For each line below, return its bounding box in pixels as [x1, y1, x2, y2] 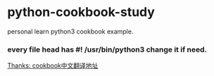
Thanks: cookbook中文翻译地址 [7, 61, 99, 70]
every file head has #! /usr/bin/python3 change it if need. [7, 45, 208, 54]
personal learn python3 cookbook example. [7, 27, 134, 36]
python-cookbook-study [7, 4, 155, 20]
